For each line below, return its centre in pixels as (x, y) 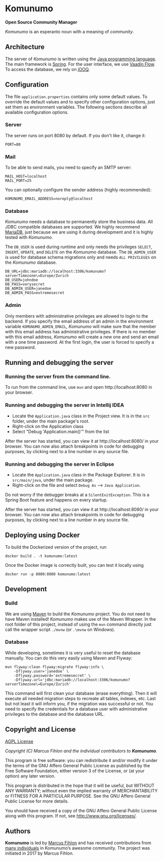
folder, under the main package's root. (51, 421)
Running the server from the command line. (58, 377)
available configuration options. (37, 112)
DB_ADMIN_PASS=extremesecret (35, 293)
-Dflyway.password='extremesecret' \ (52, 675)
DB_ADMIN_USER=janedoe (28, 289)
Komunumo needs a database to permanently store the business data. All (79, 222)
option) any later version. (30, 776)
